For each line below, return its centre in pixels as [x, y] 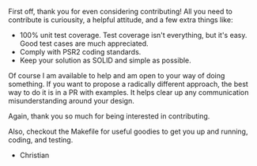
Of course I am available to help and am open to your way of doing [117, 75]
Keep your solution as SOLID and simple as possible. [105, 60]
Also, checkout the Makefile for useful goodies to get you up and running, [128, 131]
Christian [34, 155]
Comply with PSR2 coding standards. [80, 52]
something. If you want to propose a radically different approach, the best [128, 84]
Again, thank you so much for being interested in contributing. [109, 116]
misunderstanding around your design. [71, 101]
